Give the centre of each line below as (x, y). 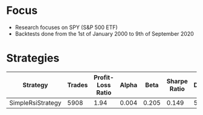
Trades (78, 85)
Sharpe (177, 81)
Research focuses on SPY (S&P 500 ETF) (66, 27)
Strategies (33, 58)
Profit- (104, 77)
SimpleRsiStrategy (35, 102)
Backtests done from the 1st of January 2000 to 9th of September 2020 (105, 33)
